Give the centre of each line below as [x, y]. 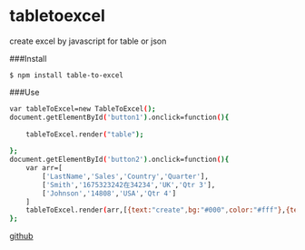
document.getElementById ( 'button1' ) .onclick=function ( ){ [119, 117]
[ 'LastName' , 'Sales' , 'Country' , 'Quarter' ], [125, 176]
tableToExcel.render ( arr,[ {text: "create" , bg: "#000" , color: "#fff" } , [156, 210]
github [21, 236]
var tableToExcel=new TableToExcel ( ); [83, 109]
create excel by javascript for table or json [88, 41]
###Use [25, 92]
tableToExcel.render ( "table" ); [85, 134]
